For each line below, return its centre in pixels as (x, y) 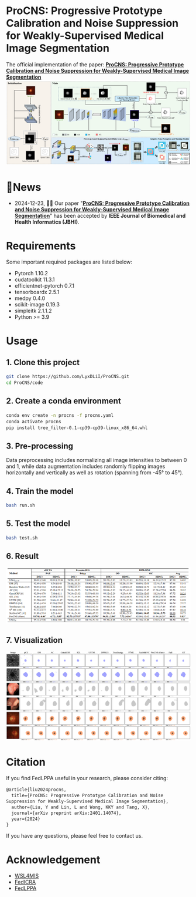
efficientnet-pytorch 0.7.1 (44, 286)
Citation (26, 762)
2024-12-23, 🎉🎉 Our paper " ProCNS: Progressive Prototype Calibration (102, 203)
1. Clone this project (43, 362)
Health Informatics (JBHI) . (47, 222)
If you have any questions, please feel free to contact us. (75, 836)
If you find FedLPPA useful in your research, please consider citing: (87, 778)
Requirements (41, 246)
